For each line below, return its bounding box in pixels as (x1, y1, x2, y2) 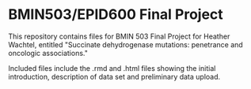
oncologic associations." (8, 48, 89, 57)
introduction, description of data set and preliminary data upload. (8, 72, 221, 81)
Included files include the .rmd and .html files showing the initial (8, 63, 216, 72)
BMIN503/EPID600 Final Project (8, 6, 223, 24)
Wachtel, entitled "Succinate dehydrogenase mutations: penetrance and (8, 39, 243, 49)
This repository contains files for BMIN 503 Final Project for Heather (8, 32, 230, 41)
